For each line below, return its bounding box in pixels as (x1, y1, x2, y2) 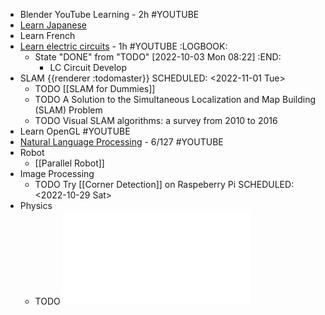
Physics (19, 200, 53, 211)
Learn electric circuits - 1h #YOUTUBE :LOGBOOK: (19, 40, 228, 52)
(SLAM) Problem (34, 104, 103, 116)
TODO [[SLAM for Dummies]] (34, 83, 156, 94)
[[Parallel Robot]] (34, 157, 105, 169)
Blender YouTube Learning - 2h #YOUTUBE (19, 9, 200, 20)
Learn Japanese (19, 19, 87, 31)
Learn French (19, 30, 76, 41)
